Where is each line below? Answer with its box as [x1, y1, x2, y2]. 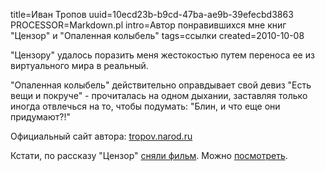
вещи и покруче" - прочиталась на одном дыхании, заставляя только [10, 90, 308, 101]
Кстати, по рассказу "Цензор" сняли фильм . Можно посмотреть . [10, 150, 288, 161]
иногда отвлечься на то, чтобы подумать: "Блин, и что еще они [10, 100, 281, 112]
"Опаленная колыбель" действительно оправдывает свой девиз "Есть [10, 79, 312, 91]
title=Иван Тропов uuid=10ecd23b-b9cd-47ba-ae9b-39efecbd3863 [10, 9, 294, 20]
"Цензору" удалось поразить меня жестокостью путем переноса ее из [10, 49, 315, 61]
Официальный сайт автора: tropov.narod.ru [10, 130, 193, 142]
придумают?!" [10, 111, 71, 123]
